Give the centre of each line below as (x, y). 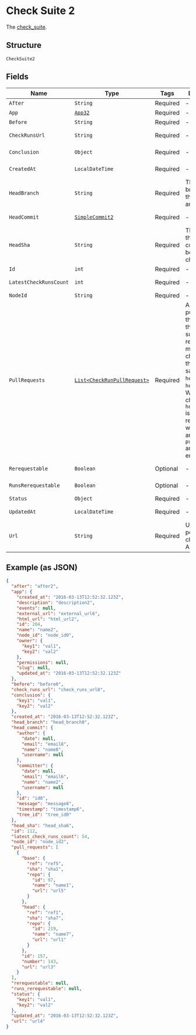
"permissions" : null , (43, 663)
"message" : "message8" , (45, 804)
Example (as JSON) (42, 567)
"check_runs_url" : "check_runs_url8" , (59, 689)
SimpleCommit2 (94, 217)
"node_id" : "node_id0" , (45, 636)
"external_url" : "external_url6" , (58, 613)
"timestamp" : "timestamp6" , (50, 809)
